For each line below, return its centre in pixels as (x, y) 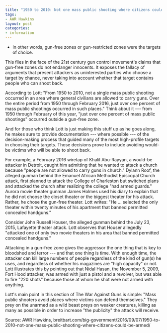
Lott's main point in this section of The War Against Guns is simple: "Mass (81, 294)
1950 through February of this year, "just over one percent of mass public (80, 114)
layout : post (19, 24)
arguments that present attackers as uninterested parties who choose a (78, 72)
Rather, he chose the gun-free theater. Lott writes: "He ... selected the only (82, 202)
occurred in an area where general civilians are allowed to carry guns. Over (82, 98)
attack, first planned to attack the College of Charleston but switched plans (82, 181)
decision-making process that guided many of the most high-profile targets (82, 139)
